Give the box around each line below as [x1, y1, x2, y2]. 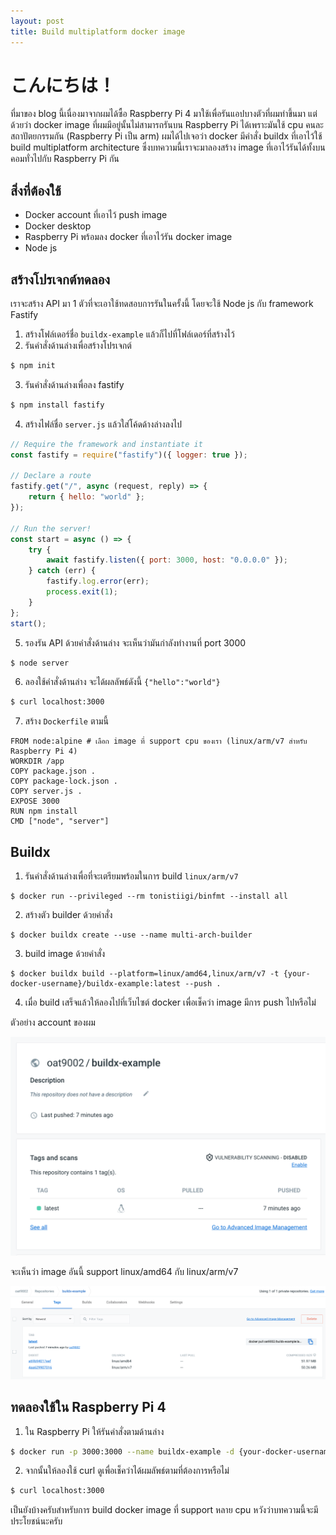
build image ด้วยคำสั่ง [24, 948, 106, 960]
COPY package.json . [10, 766, 97, 777]
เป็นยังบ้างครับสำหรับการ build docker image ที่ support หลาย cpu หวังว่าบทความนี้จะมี [10, 1504, 319, 1516]
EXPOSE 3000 [10, 796, 60, 807]
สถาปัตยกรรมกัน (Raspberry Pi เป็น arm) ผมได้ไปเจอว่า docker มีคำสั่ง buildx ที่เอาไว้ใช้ [10, 130, 323, 142]
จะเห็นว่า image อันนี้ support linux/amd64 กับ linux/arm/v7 [10, 1265, 239, 1277]
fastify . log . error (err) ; [46, 576, 150, 587]
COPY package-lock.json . [10, 776, 118, 787]
